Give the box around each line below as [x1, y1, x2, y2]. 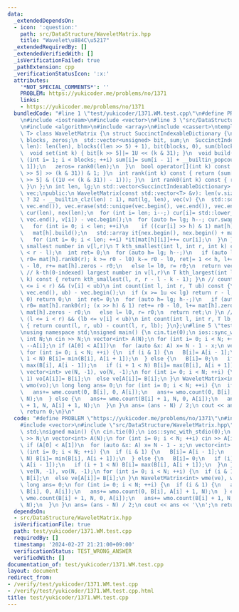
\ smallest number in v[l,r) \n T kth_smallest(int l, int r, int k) [20, 243, 228, 250]
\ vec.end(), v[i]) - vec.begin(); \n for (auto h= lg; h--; [20, 216, 205, 223]
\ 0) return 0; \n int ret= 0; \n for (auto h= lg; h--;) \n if [20, 295, 218, 303]
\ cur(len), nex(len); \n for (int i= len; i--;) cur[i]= [20, 210, 196, 217]
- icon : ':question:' [14, 24, 78, 31]
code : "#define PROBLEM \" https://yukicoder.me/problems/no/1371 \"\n [14, 415, 224, 422]
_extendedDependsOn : [14, 17, 75, 24]
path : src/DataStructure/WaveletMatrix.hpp [20, 30, 152, 38]
